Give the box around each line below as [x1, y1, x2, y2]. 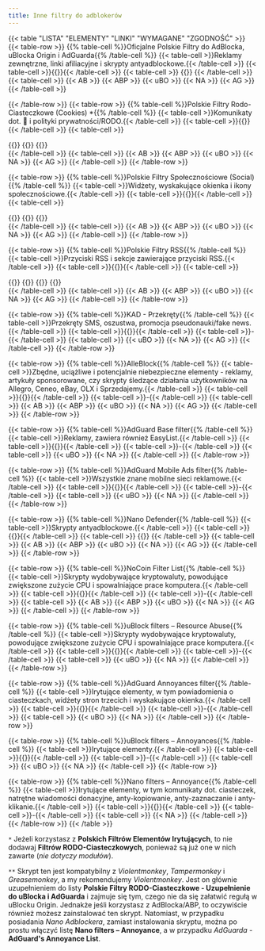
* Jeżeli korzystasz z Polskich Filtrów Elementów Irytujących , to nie [8, 834, 233, 843]
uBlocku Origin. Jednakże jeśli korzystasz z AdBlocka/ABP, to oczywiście [8, 899, 248, 909]
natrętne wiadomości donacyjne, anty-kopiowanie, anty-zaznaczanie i [8, 793, 237, 803]
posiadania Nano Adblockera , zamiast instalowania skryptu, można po [8, 917, 237, 926]
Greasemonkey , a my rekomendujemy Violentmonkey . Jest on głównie [8, 874, 237, 884]
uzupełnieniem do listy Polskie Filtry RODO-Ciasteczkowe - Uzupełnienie [8, 883, 251, 892]
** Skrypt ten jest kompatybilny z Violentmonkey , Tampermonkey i [8, 866, 225, 876]
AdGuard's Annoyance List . [8, 934, 101, 943]
